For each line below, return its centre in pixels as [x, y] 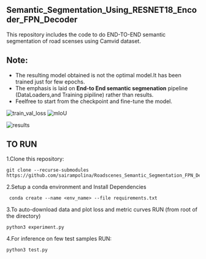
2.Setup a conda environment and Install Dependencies [76, 187]
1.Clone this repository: [35, 159]
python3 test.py [27, 250]
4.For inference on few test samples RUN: [59, 239]
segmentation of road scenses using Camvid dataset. [74, 41]
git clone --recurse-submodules [48, 170]
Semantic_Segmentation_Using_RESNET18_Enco [102, 10]
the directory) [24, 216]
